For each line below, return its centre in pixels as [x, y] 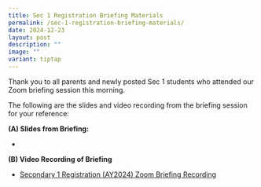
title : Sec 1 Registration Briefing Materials [86, 15]
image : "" [24, 52]
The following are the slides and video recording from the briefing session [128, 105]
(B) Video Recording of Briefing [60, 159]
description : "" [35, 45]
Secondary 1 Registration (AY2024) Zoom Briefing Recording [118, 174]
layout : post [29, 37]
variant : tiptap [35, 60]
